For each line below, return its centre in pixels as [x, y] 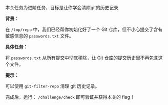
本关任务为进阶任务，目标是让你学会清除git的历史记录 [62, 7]
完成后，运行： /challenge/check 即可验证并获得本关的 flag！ [70, 97]
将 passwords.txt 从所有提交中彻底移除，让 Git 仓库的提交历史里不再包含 [82, 58]
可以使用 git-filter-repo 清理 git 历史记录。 [52, 86]
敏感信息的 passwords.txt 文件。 [39, 36]
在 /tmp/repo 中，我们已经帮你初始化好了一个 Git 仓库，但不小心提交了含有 [84, 29]
